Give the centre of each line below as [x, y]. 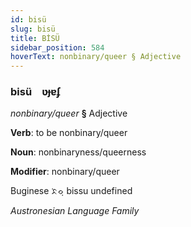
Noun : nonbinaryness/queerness [78, 152]
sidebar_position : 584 [57, 47]
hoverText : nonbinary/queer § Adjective [96, 57]
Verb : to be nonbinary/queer [69, 133]
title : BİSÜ [35, 38]
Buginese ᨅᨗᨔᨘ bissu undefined [71, 191]
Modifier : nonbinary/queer [65, 172]
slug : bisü [33, 29]
